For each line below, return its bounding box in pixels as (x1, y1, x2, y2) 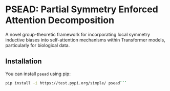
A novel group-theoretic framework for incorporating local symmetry (5, 31, 150, 37)
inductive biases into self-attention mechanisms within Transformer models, (5, 37, 165, 43)
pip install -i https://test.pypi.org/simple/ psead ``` (5, 80, 127, 85)
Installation (5, 57, 42, 66)
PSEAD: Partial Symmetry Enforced (5, 4, 159, 15)
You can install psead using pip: (5, 71, 71, 77)
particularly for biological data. (5, 42, 70, 48)
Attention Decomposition (5, 14, 114, 26)
